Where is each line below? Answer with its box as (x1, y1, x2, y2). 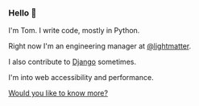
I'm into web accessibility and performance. (8, 73, 155, 83)
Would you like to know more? (8, 88, 109, 98)
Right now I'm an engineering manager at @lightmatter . (8, 41, 192, 51)
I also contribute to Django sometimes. (8, 57, 137, 67)
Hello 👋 (8, 7, 37, 19)
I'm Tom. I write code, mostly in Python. (8, 26, 140, 36)
